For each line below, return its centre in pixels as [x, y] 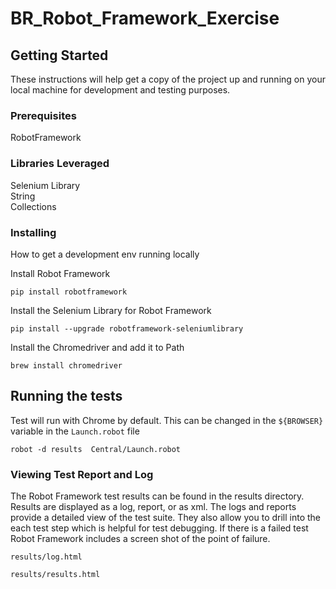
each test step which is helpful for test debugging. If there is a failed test [159, 528]
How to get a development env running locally [105, 254]
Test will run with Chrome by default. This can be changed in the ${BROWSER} [167, 420]
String [23, 196]
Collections [33, 206]
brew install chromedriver [66, 365]
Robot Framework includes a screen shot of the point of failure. [140, 538]
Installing [33, 232]
